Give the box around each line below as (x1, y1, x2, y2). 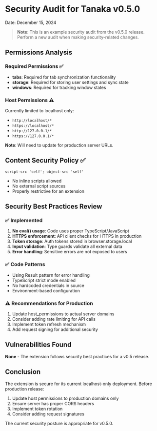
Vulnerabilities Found (5, 341, 72, 349)
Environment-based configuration (12, 287, 80, 293)
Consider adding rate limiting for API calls (12, 316, 96, 322)
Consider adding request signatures (12, 411, 84, 417)
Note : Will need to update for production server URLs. (5, 142, 114, 148)
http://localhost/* (12, 118, 52, 123)
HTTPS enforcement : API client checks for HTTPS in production (12, 233, 142, 239)
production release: (5, 386, 44, 391)
